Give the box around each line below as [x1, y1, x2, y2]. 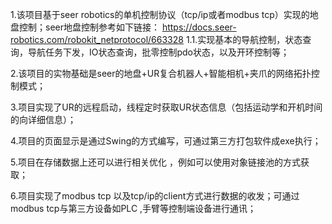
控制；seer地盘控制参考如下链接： [18, 21, 160, 33]
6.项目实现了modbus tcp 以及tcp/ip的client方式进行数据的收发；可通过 [10, 190, 300, 202]
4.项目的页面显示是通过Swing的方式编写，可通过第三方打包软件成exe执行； [10, 135, 322, 147]
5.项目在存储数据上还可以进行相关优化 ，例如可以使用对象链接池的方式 [10, 156, 301, 168]
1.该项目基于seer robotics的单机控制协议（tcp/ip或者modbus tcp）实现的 [10, 9, 310, 20]
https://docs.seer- [161, 21, 237, 33]
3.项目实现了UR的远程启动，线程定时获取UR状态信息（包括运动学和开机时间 [10, 101, 323, 113]
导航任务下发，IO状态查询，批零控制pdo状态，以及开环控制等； [27, 46, 290, 58]
